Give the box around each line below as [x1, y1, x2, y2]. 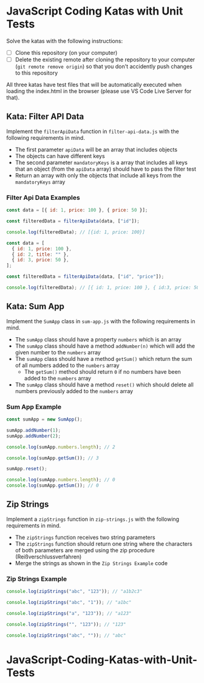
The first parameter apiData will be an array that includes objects [15, 146, 178, 153]
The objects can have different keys [15, 152, 105, 159]
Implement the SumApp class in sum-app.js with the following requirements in [6, 317, 195, 324]
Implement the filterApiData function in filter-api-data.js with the [6, 128, 179, 135]
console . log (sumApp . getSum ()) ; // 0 [6, 482, 99, 489]
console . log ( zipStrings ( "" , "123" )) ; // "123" [6, 621, 126, 627]
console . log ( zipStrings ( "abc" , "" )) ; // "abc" [6, 632, 126, 639]
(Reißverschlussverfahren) [15, 553, 82, 560]
